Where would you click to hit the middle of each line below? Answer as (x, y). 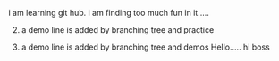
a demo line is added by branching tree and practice (118, 30)
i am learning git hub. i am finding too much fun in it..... (109, 13)
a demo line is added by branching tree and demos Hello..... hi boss (145, 47)
